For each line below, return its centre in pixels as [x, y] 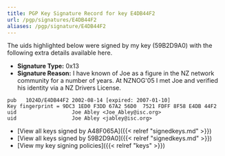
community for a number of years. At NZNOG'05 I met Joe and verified [118, 81]
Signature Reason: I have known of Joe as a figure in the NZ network [116, 73]
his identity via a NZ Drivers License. [69, 88]
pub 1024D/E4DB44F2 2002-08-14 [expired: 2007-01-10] [89, 101]
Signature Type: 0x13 [48, 66]
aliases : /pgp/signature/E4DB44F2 [57, 26]
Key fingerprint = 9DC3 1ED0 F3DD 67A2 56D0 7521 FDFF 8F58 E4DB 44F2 [112, 107]
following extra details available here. [60, 53]
